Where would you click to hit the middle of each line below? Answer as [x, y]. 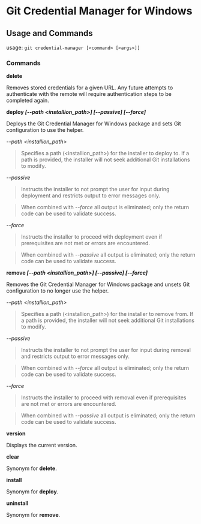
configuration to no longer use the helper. [58, 291]
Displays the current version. [42, 445]
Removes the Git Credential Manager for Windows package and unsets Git [98, 284]
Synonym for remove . [33, 515]
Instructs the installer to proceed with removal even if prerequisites [103, 397]
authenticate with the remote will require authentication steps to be [89, 94]
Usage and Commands [49, 33]
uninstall [17, 503]
